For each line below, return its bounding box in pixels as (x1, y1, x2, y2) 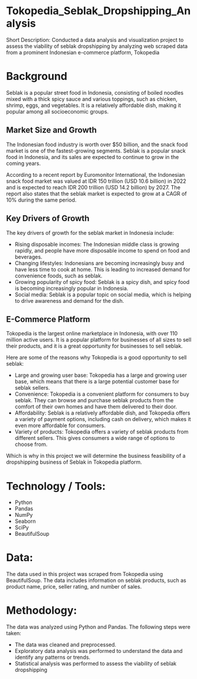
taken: (6, 630, 22, 637)
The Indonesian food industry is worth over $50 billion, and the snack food (6, 141, 188, 148)
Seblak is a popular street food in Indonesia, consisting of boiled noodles (6, 89, 184, 96)
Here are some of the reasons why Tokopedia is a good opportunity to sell (6, 354, 187, 361)
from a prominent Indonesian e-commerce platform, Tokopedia (6, 48, 160, 56)
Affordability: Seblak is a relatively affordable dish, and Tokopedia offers (14, 409, 190, 416)
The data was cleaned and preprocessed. (14, 641, 117, 648)
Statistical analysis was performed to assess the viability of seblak (14, 660, 177, 667)
